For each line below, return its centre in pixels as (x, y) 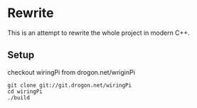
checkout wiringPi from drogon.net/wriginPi (71, 72)
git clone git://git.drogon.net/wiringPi (70, 85)
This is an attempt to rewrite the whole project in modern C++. (98, 33)
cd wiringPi (25, 91)
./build (19, 97)
